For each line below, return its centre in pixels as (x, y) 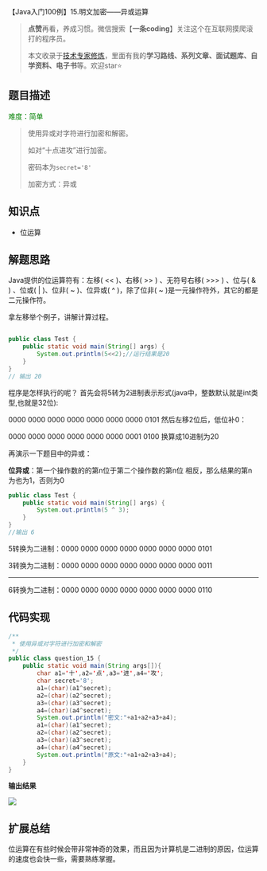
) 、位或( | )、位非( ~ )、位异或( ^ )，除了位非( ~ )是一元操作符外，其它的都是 (133, 290)
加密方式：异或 (52, 184)
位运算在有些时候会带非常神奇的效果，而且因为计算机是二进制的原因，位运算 (133, 849)
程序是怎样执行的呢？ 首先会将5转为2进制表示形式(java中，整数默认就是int (130, 392)
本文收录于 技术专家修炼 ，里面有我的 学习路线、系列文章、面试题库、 (139, 55)
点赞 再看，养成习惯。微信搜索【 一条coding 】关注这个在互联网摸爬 (137, 29)
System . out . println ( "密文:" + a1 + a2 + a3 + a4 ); (107, 718)
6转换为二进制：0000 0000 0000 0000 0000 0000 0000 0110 (110, 590)
